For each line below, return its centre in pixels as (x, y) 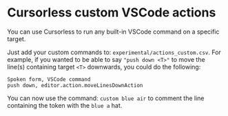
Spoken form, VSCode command (49, 79)
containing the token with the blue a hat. (65, 105)
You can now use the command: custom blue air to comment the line (106, 98)
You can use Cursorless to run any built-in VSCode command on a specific (113, 32)
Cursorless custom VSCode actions (112, 13)
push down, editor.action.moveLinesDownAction (75, 85)
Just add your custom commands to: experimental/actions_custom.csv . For (114, 52)
